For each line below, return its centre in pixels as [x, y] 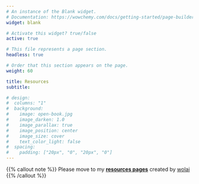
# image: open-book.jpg [39, 114]
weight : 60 [20, 71]
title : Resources [28, 81]
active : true [22, 39]
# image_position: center [42, 130]
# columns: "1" [26, 103]
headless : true [25, 55]
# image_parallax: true [39, 125]
